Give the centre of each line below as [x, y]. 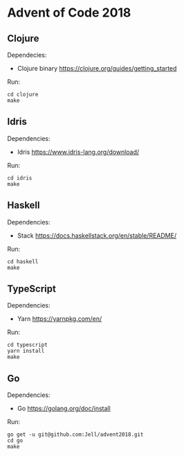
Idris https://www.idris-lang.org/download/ [78, 152]
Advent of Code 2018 [69, 13]
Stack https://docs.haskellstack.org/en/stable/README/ [97, 235]
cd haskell [23, 261]
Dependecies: [27, 55]
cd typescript [28, 345]
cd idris [20, 178]
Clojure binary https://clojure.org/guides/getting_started [97, 68]
